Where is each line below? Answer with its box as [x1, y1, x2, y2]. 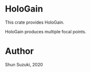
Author [5, 46, 34, 57]
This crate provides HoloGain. [5, 19, 64, 25]
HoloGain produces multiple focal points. [5, 29, 86, 34]
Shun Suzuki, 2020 [5, 61, 43, 67]
